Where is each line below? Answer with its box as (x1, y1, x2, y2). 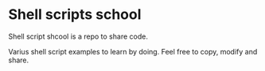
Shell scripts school (8, 6, 142, 24)
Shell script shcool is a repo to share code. (8, 32, 149, 41)
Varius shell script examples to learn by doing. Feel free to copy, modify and (8, 47, 258, 56)
